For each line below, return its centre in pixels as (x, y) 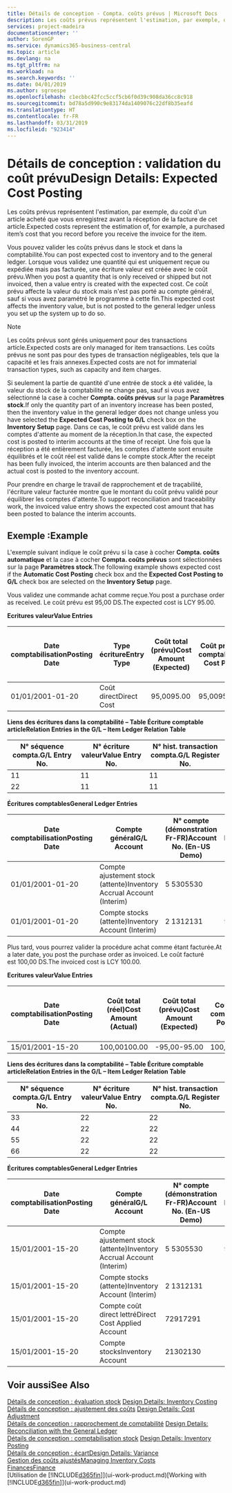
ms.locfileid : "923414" (41, 129)
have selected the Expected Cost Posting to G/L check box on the (102, 420)
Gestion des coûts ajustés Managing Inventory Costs (81, 1460)
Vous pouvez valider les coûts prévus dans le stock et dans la (95, 247)
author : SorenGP (30, 39)
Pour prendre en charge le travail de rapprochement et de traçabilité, (105, 485)
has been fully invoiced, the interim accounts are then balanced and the (109, 464)
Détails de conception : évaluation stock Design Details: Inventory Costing (112, 1401)
